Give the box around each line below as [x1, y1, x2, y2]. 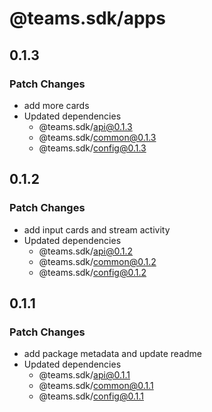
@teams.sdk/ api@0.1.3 [38, 120, 133, 132]
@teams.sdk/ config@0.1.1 [38, 390, 144, 402]
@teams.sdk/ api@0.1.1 [38, 369, 131, 381]
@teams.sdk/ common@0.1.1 [38, 380, 154, 392]
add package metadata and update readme [23, 348, 203, 360]
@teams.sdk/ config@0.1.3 [38, 142, 147, 154]
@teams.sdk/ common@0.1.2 [38, 255, 157, 267]
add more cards [23, 99, 90, 111]
